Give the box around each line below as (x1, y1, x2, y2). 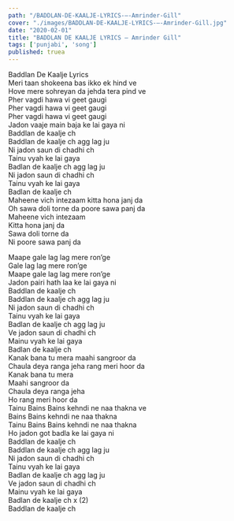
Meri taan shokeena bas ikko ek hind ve (8, 78, 137, 87)
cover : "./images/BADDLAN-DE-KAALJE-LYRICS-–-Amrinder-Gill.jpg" (8, 19, 227, 27)
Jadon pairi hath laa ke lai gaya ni (8, 277, 117, 287)
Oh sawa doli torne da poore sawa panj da (8, 204, 146, 213)
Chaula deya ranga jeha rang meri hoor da (8, 362, 146, 370)
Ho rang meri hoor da (8, 395, 78, 404)
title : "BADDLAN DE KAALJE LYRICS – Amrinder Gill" (8, 33, 181, 42)
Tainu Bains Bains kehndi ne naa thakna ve (8, 404, 147, 412)
